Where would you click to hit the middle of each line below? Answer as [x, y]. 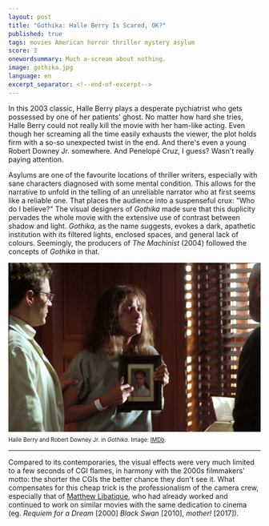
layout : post [30, 17]
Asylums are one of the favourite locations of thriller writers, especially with [133, 175]
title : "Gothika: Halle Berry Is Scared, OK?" [87, 25]
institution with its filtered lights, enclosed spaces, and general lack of [123, 234]
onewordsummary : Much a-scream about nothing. [87, 59]
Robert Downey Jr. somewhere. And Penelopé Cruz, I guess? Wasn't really [131, 151]
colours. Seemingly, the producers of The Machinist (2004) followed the [127, 243]
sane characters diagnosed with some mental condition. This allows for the [132, 183]
